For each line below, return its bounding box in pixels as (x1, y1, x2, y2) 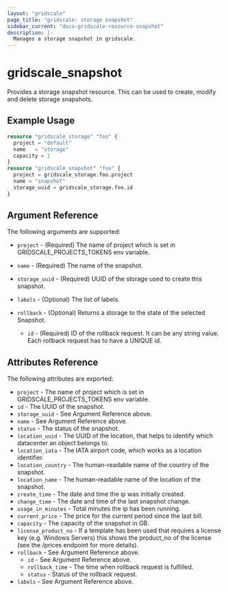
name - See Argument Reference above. (16, 417, 128, 425)
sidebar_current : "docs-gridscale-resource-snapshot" (7, 23, 164, 29)
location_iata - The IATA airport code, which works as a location (16, 447, 202, 455)
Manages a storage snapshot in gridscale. (13, 36, 136, 43)
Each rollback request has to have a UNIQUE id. (27, 337, 162, 345)
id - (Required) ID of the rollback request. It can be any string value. (27, 329, 219, 338)
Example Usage (7, 115, 75, 127)
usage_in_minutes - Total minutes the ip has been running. (16, 505, 181, 513)
